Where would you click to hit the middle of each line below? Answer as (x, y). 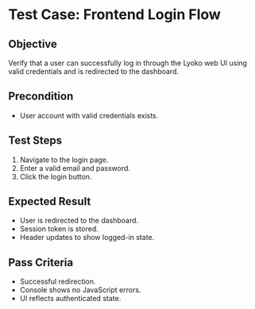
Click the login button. (56, 176)
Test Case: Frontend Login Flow (114, 15)
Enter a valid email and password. (75, 168)
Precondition (41, 97)
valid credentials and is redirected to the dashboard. (93, 71)
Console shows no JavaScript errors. (80, 290)
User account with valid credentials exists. (89, 115)
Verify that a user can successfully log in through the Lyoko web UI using (128, 63)
